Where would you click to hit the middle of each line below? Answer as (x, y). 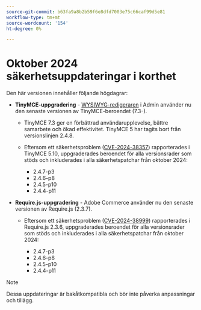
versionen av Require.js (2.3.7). (53, 209)
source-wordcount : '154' (37, 23)
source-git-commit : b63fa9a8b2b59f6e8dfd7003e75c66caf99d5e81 (86, 12)
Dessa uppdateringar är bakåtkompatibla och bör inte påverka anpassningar (101, 294)
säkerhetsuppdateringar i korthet (91, 76)
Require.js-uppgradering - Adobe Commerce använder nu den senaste (104, 203)
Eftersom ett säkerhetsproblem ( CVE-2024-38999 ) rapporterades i (107, 221)
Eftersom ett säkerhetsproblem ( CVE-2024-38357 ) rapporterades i (107, 147)
